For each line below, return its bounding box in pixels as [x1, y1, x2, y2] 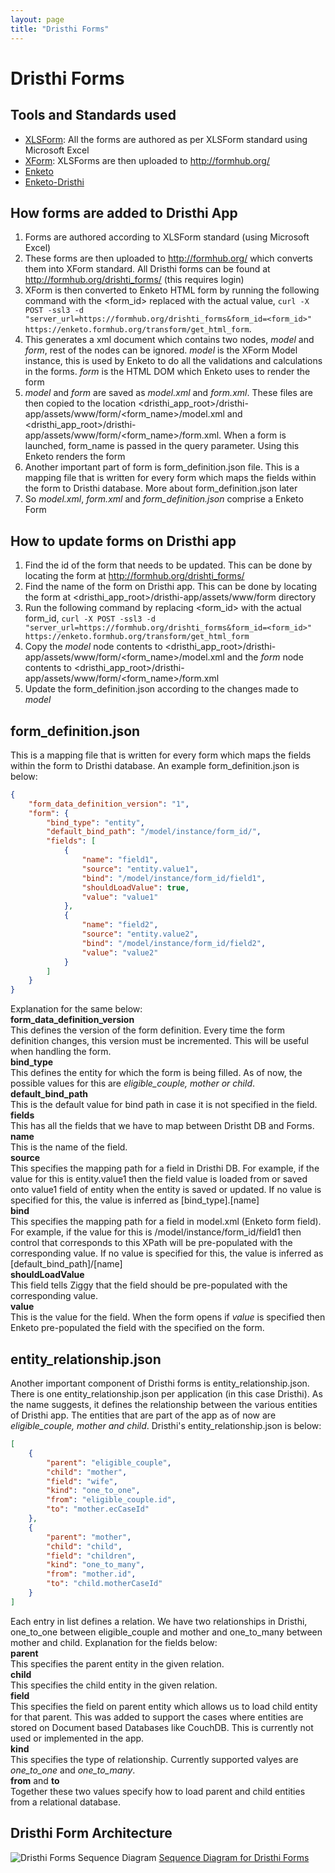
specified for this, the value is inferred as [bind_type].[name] [10, 1194, 260, 1206]
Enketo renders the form [24, 451, 126, 463]
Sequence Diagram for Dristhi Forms [158, 1851, 310, 1863]
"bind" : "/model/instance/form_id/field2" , [81, 938, 267, 948]
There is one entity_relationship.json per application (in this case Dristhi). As [10, 1388, 323, 1400]
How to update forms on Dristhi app [10, 532, 237, 550]
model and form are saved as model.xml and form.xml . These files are [24, 387, 313, 399]
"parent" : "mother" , [46, 1532, 132, 1542]
